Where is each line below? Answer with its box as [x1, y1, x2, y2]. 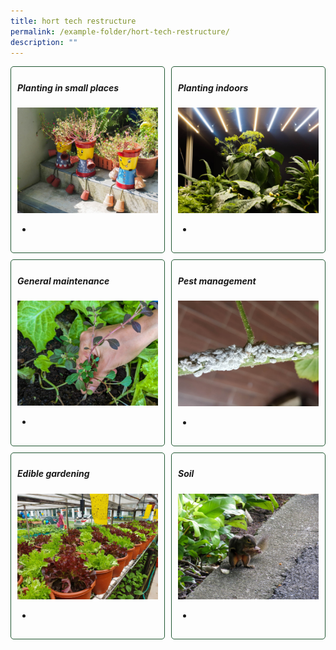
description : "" [10, 37, 78, 47]
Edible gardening [17, 468, 90, 480]
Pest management [178, 275, 257, 287]
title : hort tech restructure [10, 16, 137, 26]
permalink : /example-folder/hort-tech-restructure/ [10, 26, 230, 37]
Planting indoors [178, 81, 249, 94]
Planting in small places [17, 81, 120, 94]
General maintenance [17, 275, 110, 287]
